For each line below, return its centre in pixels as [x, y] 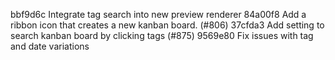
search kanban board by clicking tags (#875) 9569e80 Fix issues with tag [162, 35]
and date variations [50, 46]
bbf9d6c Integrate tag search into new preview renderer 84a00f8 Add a [158, 14]
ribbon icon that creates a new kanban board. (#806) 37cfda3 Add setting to [167, 25]
